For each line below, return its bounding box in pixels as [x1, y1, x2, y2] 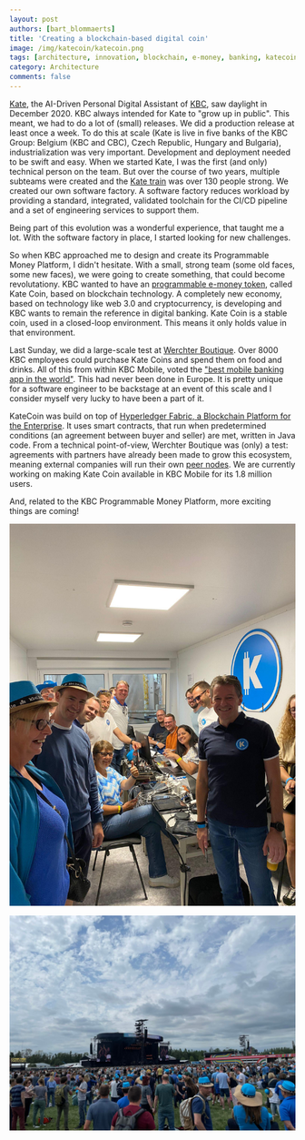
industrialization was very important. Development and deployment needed [9, 146, 290, 157]
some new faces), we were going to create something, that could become [9, 268, 286, 279]
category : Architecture [9, 63, 100, 72]
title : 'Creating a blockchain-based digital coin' [9, 34, 209, 43]
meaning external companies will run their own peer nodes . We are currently [9, 459, 296, 469]
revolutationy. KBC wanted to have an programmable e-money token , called [9, 278, 293, 289]
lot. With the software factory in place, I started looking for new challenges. [9, 232, 291, 243]
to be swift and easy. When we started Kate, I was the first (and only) [9, 156, 268, 167]
